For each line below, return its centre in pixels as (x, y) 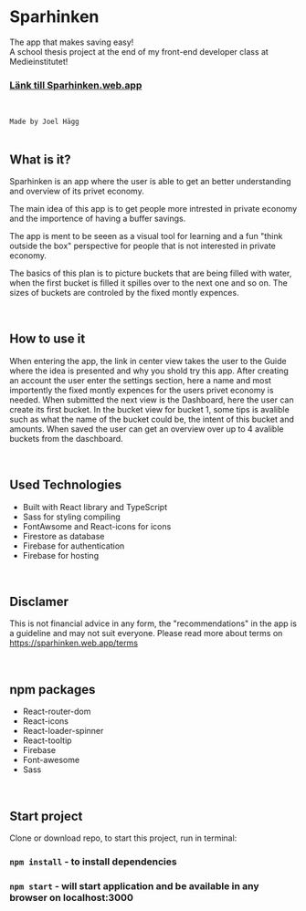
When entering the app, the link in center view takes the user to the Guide (148, 361)
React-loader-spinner (63, 731)
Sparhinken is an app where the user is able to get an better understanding (150, 182)
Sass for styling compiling (71, 517)
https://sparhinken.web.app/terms (74, 643)
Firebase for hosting (60, 555)
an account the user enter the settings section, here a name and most (141, 380)
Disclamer (39, 602)
